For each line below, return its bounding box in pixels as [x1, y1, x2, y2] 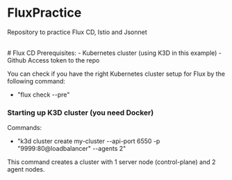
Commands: [7, 124, 42, 132]
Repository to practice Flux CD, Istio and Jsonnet [7, 28, 147, 36]
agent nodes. [7, 165, 45, 174]
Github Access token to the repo [7, 56, 100, 64]
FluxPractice [7, 5, 82, 21]
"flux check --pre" [17, 90, 70, 99]
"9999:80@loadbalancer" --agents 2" [17, 145, 126, 153]
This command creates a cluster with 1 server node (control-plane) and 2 [7, 158, 216, 166]
